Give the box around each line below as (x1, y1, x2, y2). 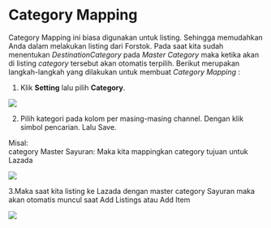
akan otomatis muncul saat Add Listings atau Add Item (8, 195, 191, 204)
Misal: (8, 138, 28, 148)
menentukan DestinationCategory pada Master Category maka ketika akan (8, 49, 260, 59)
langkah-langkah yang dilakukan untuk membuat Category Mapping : (8, 67, 241, 76)
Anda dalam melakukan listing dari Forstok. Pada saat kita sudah (8, 41, 224, 50)
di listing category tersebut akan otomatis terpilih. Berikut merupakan (8, 58, 240, 68)
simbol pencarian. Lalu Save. (19, 122, 117, 131)
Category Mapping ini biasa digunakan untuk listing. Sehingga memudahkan (8, 32, 264, 42)
